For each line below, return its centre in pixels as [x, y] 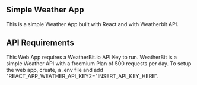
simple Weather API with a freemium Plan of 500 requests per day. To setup [99, 63]
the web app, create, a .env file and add [55, 70]
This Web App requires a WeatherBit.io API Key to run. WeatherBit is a [91, 57]
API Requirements [40, 43]
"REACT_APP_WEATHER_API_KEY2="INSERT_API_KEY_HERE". [82, 76]
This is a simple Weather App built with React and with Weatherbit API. [93, 24]
